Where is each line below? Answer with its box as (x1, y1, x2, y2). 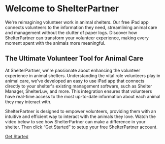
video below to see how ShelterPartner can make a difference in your (5, 118, 146, 124)
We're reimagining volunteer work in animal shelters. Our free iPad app (5, 19, 149, 25)
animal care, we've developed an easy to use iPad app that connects (5, 78, 145, 84)
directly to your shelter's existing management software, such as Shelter (5, 83, 153, 89)
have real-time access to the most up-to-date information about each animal (5, 93, 161, 99)
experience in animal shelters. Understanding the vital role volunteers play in (5, 72, 161, 79)
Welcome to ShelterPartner (5, 3, 119, 14)
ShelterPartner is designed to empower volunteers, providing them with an (5, 108, 156, 114)
